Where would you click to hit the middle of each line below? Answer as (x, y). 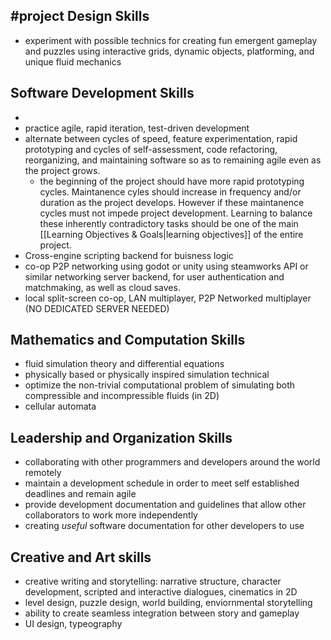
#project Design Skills (80, 16)
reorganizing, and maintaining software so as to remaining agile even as (173, 160)
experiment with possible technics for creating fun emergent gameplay (171, 40)
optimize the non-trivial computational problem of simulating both (160, 385)
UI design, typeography (73, 624)
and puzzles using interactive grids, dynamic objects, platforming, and (169, 51)
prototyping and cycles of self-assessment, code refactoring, (151, 149)
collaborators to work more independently (111, 515)
